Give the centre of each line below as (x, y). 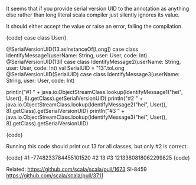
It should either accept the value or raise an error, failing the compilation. (94, 26)
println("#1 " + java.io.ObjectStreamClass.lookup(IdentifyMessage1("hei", (94, 92)
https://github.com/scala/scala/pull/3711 (55, 176)
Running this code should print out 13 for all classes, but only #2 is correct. (97, 146)
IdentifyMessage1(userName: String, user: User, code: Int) (77, 55)
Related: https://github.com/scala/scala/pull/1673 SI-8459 (76, 169)
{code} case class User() (36, 38)
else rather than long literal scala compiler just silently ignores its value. (93, 15)
